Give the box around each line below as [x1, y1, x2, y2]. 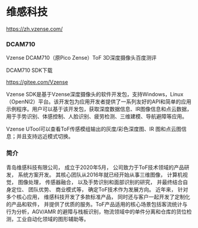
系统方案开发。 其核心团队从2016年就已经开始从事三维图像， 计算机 [17, 171, 183, 178]
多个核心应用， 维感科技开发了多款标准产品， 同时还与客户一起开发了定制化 [6, 193, 190, 200]
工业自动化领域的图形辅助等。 [16, 215, 89, 222]
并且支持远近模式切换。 [16, 133, 74, 140]
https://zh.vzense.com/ [6, 25, 63, 32]
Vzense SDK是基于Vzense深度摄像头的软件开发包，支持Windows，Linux [6, 91, 184, 98]
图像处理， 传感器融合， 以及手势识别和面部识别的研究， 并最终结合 [17, 178, 183, 185]
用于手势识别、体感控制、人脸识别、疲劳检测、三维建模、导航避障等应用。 [6, 113, 187, 120]
